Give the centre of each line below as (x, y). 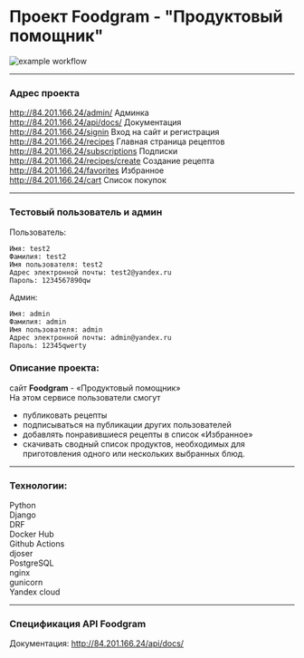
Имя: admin (30, 314)
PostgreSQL (32, 563)
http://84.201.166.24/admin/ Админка (79, 113)
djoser (21, 554)
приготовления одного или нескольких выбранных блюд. (134, 453)
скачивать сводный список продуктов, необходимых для (134, 444)
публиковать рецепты (65, 415)
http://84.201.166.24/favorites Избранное (87, 170)
